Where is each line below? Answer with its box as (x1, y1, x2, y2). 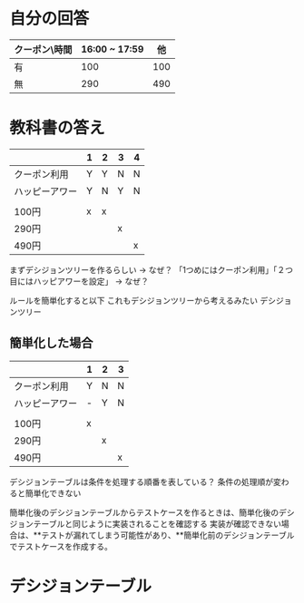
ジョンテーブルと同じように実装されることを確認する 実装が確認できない (9, 518, 282, 529)
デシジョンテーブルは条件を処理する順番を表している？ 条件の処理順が (9, 476, 274, 487)
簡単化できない (25, 487, 82, 499)
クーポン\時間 (14, 43, 73, 55)
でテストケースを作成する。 (9, 540, 113, 551)
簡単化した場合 (9, 336, 93, 351)
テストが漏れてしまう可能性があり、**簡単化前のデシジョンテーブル (41, 530, 295, 540)
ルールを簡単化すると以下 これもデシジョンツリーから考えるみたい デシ (9, 295, 277, 306)
